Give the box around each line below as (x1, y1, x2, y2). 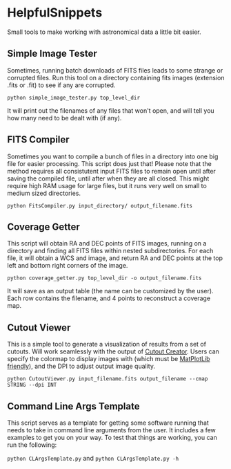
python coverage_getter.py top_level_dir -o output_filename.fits (7, 275, 202, 282)
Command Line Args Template (7, 400, 140, 412)
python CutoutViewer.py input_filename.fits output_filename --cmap (7, 376, 208, 383)
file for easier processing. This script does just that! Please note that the (7, 159, 212, 167)
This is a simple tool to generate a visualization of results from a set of (7, 340, 207, 349)
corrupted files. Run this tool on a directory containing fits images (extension (7, 73, 225, 82)
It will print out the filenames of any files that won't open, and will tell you (7, 106, 215, 115)
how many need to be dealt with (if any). (7, 113, 122, 122)
